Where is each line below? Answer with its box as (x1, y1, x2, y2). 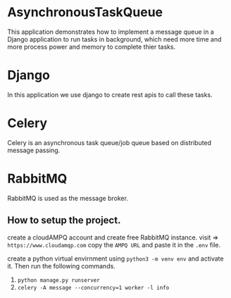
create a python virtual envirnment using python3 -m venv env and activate (7, 254, 224, 263)
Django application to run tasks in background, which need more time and (7, 35, 222, 43)
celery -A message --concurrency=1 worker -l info (17, 284, 170, 291)
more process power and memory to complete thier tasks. (7, 42, 176, 51)
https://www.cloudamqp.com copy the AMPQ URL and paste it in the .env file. (7, 240, 220, 249)
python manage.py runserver (17, 276, 100, 284)
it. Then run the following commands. (7, 261, 116, 270)
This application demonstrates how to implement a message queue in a (7, 27, 215, 36)
